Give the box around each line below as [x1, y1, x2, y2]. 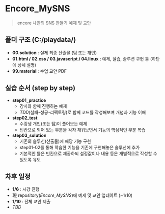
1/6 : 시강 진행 [12, 186, 40, 192]
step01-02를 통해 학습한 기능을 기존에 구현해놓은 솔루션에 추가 [19, 144, 140, 150]
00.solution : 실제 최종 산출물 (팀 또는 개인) [12, 50, 97, 56]
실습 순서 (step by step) [5, 84, 76, 92]
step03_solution [12, 132, 47, 138]
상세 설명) [17, 62, 37, 68]
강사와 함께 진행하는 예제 [19, 103, 67, 109]
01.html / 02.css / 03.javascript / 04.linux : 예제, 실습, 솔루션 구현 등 [12, 56, 149, 61]
